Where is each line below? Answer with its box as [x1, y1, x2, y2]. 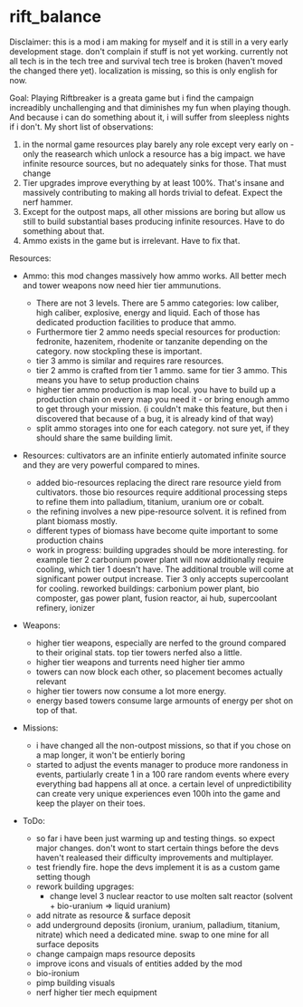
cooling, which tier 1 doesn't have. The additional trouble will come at [35, 564, 294, 575]
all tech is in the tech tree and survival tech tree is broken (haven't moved [9, 55, 283, 66]
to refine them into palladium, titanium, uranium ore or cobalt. [35, 496, 265, 507]
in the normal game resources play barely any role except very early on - [22, 139, 295, 150]
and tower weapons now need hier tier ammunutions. [22, 279, 222, 291]
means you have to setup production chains [35, 374, 200, 385]
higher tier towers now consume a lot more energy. [35, 685, 227, 696]
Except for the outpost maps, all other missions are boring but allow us [22, 206, 287, 217]
